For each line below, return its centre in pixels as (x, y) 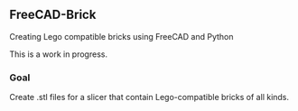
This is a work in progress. (59, 54)
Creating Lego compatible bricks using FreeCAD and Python (121, 36)
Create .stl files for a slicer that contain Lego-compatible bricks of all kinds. (149, 97)
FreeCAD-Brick (53, 15)
